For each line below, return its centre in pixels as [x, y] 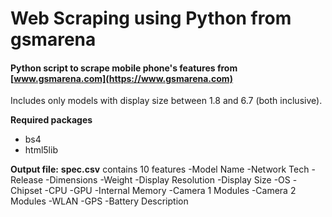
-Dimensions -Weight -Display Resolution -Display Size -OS [168, 180]
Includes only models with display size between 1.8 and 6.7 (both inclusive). [166, 101]
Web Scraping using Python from [151, 18]
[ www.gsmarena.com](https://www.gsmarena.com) [121, 78]
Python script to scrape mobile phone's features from [124, 68]
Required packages [51, 120]
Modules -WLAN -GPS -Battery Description [99, 201]
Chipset [26, 191]
